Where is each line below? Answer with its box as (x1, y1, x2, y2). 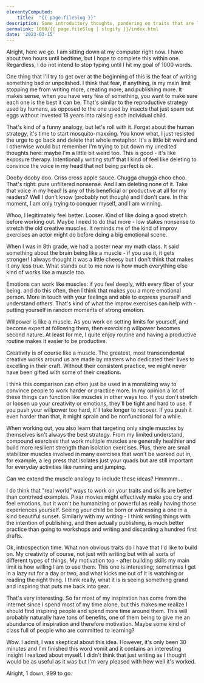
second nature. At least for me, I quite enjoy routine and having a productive (6, 331, 197, 338)
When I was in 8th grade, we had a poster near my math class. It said (6, 243, 179, 250)
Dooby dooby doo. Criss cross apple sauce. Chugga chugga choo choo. (6, 174, 187, 181)
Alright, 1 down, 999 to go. (6, 670, 73, 677)
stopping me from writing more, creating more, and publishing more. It (6, 86, 182, 93)
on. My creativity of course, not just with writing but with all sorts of (6, 550, 175, 558)
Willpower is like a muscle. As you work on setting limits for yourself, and (6, 318, 189, 325)
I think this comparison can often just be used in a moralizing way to (6, 381, 177, 388)
